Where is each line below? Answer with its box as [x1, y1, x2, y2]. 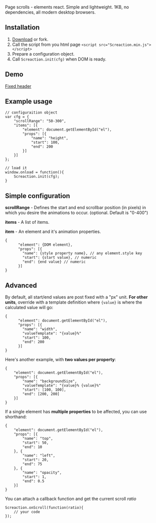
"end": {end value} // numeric [22, 259, 86, 265]
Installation [5, 23, 40, 32]
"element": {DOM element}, [17, 242, 73, 248]
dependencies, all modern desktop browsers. [5, 9, 96, 15]
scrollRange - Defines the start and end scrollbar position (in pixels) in [5, 205, 146, 211]
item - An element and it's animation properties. [5, 229, 101, 234]
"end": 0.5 [22, 479, 45, 484]
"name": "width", [22, 327, 57, 332]
